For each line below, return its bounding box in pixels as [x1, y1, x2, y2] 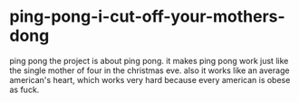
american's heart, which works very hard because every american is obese [9, 74, 291, 85]
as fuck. [9, 84, 40, 95]
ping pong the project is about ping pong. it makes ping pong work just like [9, 55, 289, 66]
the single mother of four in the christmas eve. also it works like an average [9, 65, 290, 76]
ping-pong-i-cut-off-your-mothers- [9, 6, 285, 27]
